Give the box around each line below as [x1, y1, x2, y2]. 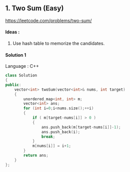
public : [5, 82, 22, 88]
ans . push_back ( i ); [41, 129, 80, 135]
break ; [41, 134, 56, 139]
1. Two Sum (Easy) [5, 4, 64, 13]
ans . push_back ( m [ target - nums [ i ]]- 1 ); [41, 124, 121, 130]
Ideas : [5, 29, 20, 35]
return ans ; [23, 153, 49, 158]
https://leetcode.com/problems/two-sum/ [5, 17, 92, 23]
